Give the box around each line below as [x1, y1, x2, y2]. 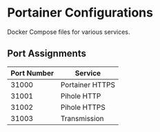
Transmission [60, 113, 104, 123]
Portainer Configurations [7, 5, 154, 21]
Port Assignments [7, 48, 86, 59]
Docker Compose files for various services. [7, 28, 130, 36]
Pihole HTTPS [60, 102, 106, 112]
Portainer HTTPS [60, 79, 116, 89]
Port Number [10, 68, 54, 77]
